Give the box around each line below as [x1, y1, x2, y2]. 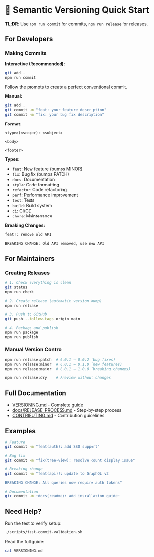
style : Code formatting [12, 182, 60, 187]
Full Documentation [5, 389, 66, 398]
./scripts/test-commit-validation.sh [5, 530, 83, 535]
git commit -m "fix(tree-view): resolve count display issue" [5, 458, 135, 463]
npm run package [5, 330, 38, 335]
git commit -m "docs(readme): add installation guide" [5, 494, 120, 498]
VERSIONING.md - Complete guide [12, 402, 84, 408]
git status [5, 285, 28, 290]
